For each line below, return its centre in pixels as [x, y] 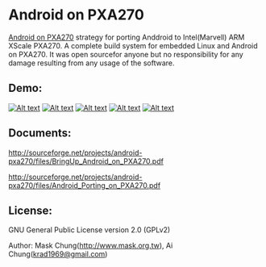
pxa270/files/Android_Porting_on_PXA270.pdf [85, 185]
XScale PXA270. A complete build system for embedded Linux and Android [133, 45]
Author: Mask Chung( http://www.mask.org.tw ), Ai [91, 246]
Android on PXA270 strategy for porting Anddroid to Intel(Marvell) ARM [127, 37]
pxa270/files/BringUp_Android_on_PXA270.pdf [86, 161]
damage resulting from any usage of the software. [91, 63]
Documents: [40, 133]
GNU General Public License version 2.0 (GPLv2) [89, 230]
